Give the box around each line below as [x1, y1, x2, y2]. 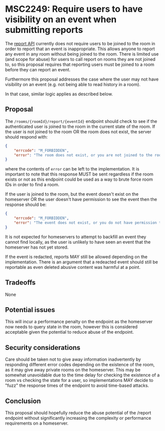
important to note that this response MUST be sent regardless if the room [5, 171, 154, 177]
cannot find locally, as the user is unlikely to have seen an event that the [5, 239, 151, 245]
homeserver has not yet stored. [5, 244, 69, 250]
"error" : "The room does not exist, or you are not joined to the [14, 152, 153, 158]
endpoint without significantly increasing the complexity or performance [5, 415, 151, 421]
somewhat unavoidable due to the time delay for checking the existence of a [5, 372, 160, 378]
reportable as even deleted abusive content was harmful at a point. [5, 264, 141, 270]
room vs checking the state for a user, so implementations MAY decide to [5, 377, 154, 383]
